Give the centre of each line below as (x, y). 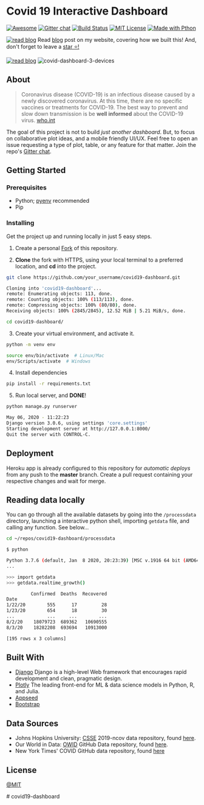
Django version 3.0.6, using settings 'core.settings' (77, 423)
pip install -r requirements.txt (49, 384)
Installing (20, 223)
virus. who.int (38, 120)
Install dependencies (41, 373)
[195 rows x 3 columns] (36, 639)
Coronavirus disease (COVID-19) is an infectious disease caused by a (108, 94)
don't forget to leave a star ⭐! (43, 46)
